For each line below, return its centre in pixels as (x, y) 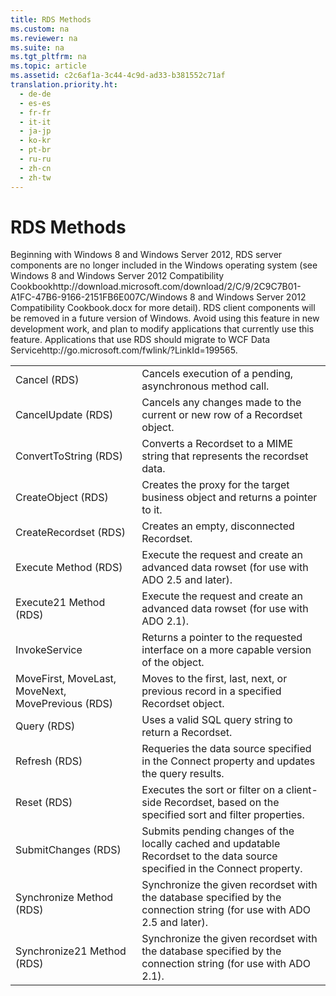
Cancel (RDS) (47, 380)
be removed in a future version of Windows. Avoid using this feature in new (165, 318)
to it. (152, 510)
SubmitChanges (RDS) (68, 850)
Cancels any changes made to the (221, 403)
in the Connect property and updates (228, 761)
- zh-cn (35, 168)
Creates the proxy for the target (215, 485)
